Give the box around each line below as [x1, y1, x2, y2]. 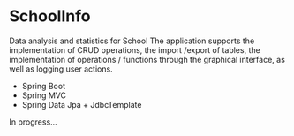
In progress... [9, 117, 57, 127]
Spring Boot [21, 80, 66, 91]
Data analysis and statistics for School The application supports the [9, 35, 255, 46]
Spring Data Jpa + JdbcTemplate [21, 99, 142, 110]
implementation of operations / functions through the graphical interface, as [9, 54, 285, 64]
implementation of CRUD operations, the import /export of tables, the [9, 44, 260, 55]
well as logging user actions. [9, 64, 113, 74]
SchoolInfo [9, 6, 91, 26]
